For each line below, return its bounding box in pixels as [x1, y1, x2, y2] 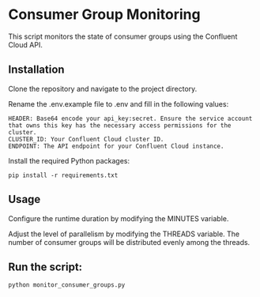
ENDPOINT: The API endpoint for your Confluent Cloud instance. [8, 142, 224, 150]
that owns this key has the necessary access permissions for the [8, 121, 232, 130]
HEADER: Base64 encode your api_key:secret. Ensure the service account [8, 115, 253, 122]
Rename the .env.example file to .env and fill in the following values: [8, 99, 229, 108]
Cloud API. [8, 39, 43, 49]
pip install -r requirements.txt [8, 171, 119, 179]
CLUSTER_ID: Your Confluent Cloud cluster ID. [8, 135, 164, 143]
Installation [8, 63, 65, 77]
